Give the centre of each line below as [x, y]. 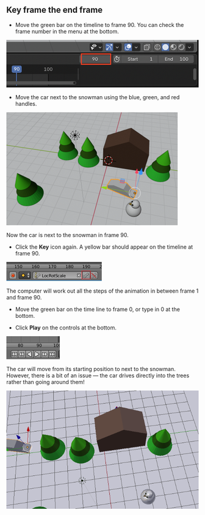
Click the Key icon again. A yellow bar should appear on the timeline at [104, 247]
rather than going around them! [46, 382]
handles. [26, 104]
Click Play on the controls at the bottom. [66, 328]
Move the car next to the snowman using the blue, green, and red [97, 97]
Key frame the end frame [55, 10]
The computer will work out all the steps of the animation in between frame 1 [103, 291]
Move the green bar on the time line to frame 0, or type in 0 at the [97, 309]
